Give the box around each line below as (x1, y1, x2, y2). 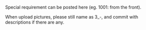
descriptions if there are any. (5, 19, 64, 25)
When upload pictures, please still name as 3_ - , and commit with (5, 14, 138, 19)
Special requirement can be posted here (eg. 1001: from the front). (5, 4, 141, 10)
